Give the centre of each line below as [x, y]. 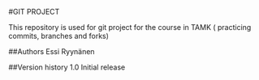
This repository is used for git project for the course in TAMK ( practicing [130, 27]
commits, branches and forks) [59, 36]
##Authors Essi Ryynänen [52, 51]
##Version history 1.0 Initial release [67, 67]
